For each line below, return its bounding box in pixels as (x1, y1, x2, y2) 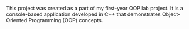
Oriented (6, 17, 28, 23)
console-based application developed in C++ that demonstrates (6, 11, 161, 18)
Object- (161, 11, 181, 18)
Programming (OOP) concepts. (28, 17, 103, 23)
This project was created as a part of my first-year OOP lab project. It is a (6, 5, 184, 11)
